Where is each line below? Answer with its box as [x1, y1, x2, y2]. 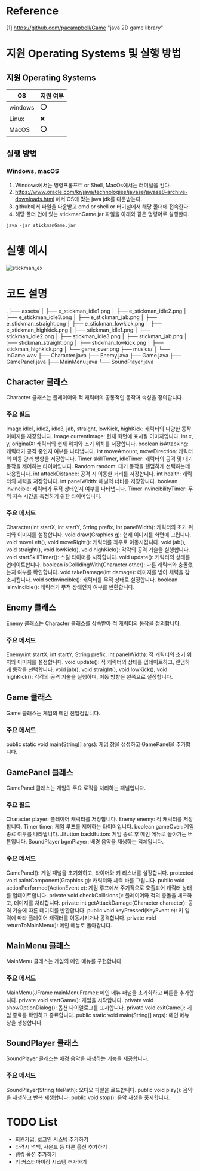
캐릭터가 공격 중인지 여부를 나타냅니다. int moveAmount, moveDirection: [6, 447, 177, 454]
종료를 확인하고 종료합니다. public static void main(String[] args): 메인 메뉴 [12, 1011, 190, 1018]
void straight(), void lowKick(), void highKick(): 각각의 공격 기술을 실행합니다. [6, 546, 190, 553]
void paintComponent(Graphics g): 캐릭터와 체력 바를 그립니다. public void [6, 876, 185, 884]
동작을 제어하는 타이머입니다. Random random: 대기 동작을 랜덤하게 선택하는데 [6, 462, 190, 469]
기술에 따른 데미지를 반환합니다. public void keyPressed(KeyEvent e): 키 [12, 906, 184, 914]
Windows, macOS [6, 167, 59, 175]
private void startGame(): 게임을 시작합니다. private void [19, 996, 154, 1003]
